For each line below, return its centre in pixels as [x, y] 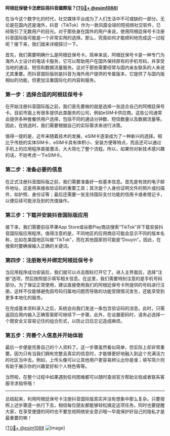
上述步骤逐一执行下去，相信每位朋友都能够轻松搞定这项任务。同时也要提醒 [87, 405]
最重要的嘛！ [18, 418]
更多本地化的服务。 [25, 298]
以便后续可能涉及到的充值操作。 [38, 201]
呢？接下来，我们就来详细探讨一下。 [43, 44]
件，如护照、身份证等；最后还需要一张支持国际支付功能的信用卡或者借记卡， [85, 194]
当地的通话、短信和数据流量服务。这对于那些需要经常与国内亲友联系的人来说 [85, 67]
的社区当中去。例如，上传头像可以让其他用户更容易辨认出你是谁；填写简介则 [85, 360]
